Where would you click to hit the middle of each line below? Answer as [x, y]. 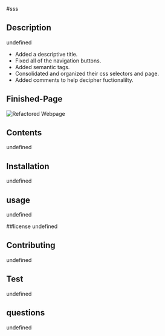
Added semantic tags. [42, 67]
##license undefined [32, 226]
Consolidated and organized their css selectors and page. [87, 73]
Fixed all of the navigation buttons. [58, 61]
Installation [28, 166]
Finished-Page [34, 99]
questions [26, 313]
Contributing [31, 245]
